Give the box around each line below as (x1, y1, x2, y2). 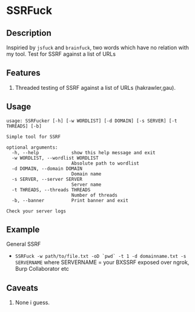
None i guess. (15, 299, 50, 307)
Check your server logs (6, 208, 67, 214)
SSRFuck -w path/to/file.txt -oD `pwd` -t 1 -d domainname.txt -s (15, 253, 187, 260)
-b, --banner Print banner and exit (12, 197, 129, 203)
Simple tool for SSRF (6, 134, 61, 140)
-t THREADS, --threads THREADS (12, 186, 91, 193)
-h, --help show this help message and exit (12, 149, 156, 155)
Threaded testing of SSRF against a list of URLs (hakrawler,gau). (15, 84, 176, 91)
